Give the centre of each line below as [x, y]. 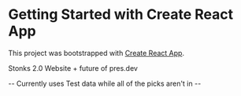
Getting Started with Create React [121, 15]
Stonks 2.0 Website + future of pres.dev [73, 68]
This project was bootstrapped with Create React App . [96, 53]
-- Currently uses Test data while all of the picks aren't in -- [105, 83]
